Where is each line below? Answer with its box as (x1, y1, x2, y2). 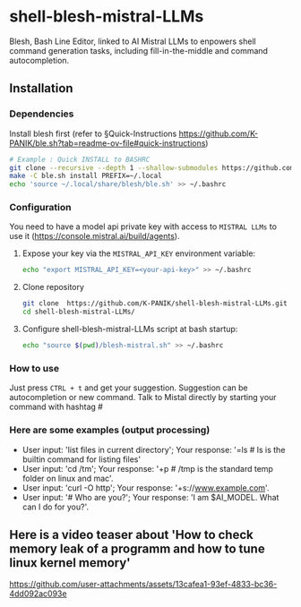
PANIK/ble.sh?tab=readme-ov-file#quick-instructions (9, 137, 206, 149)
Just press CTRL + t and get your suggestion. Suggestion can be (9, 382, 248, 393)
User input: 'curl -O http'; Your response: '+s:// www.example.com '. (21, 482, 270, 493)
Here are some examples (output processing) (9, 423, 211, 436)
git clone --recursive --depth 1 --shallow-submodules (9, 163, 219, 172)
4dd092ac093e (9, 588, 67, 599)
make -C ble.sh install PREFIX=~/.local (9, 172, 163, 181)
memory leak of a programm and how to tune (9, 541, 266, 556)
